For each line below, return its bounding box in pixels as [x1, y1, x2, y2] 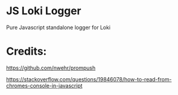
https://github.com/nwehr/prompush [6, 64, 96, 71]
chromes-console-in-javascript [6, 82, 83, 89]
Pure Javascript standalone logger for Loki [6, 24, 111, 31]
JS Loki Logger [6, 4, 82, 18]
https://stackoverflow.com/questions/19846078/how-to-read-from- [6, 75, 172, 83]
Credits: [6, 45, 47, 58]
